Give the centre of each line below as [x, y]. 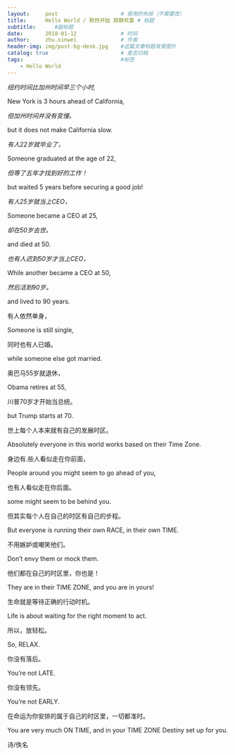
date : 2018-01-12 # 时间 [72, 33]
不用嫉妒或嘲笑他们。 [38, 544]
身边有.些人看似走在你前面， [49, 459]
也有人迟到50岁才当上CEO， [49, 258]
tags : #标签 [71, 60]
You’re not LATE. [31, 673]
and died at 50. [29, 244]
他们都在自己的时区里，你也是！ [53, 573]
